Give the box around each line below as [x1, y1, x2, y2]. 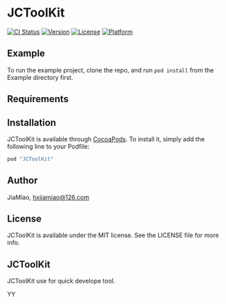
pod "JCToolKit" [7, 155, 54, 163]
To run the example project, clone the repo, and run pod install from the [7, 65, 214, 74]
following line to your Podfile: [7, 142, 90, 150]
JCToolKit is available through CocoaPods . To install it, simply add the [7, 134, 205, 143]
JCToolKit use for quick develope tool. [7, 277, 115, 285]
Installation [7, 116, 56, 128]
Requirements [7, 93, 69, 105]
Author [7, 174, 38, 187]
